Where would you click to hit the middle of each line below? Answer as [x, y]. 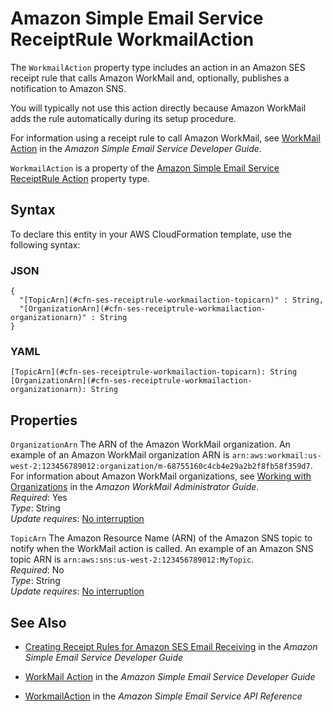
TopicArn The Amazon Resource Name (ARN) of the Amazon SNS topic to [161, 538]
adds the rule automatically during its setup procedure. [123, 118]
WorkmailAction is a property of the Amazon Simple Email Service [145, 168]
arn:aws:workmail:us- [276, 456]
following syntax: [45, 244]
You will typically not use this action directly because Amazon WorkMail [158, 108]
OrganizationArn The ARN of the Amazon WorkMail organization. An [150, 444]
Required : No [37, 570]
